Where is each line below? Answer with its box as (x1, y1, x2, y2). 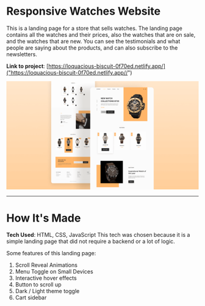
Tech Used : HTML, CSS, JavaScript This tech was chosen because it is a (6, 231, 190, 239)
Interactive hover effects (15, 274, 77, 282)
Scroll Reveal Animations (15, 261, 78, 269)
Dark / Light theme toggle (15, 288, 80, 295)
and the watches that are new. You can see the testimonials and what (6, 37, 181, 45)
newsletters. (6, 50, 38, 58)
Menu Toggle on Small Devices (15, 268, 93, 275)
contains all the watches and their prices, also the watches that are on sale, (6, 31, 196, 38)
